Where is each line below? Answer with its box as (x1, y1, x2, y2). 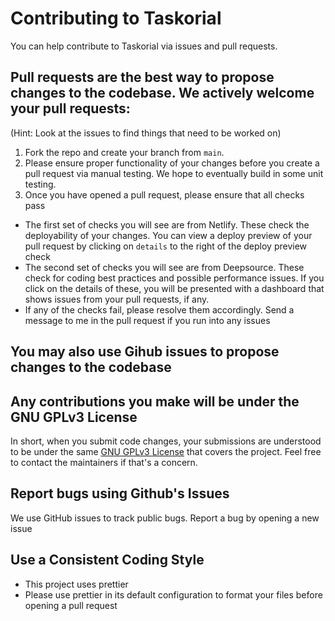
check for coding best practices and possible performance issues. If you (24, 272, 325, 284)
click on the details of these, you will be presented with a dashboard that (24, 282, 325, 294)
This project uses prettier (24, 578, 129, 590)
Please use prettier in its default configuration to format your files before (24, 588, 323, 601)
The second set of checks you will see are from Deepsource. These (24, 261, 305, 273)
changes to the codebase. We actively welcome (10, 85, 315, 102)
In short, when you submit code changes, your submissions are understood (10, 435, 322, 447)
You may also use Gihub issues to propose (10, 343, 280, 361)
